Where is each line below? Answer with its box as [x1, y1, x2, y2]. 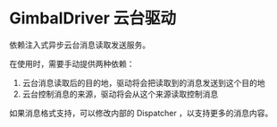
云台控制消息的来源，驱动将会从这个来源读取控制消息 [21, 89, 219, 99]
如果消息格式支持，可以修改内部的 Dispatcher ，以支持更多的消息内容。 [9, 107, 273, 118]
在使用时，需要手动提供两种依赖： [9, 58, 135, 69]
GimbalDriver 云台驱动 [9, 8, 177, 29]
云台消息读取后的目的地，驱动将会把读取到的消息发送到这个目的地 [21, 77, 265, 88]
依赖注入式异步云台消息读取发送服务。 [9, 39, 150, 50]
